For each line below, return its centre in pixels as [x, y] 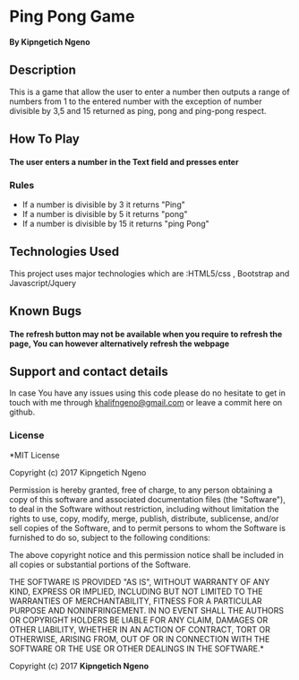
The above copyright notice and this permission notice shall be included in [146, 554]
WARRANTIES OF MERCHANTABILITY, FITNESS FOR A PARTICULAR [136, 601]
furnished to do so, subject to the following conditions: [110, 537]
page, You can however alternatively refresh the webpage [120, 344]
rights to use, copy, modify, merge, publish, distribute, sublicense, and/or [144, 519]
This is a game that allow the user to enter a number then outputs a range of [149, 92]
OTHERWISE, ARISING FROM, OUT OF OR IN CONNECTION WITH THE [140, 639]
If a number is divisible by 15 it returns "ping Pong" [116, 223]
